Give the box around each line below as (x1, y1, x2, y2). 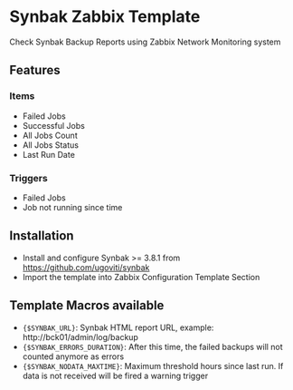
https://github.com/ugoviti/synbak (22, 261, 150, 273)
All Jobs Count (22, 130, 79, 141)
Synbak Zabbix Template (9, 6, 201, 27)
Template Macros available (9, 297, 165, 314)
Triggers (9, 171, 48, 184)
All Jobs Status (22, 139, 80, 151)
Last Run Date (22, 149, 75, 160)
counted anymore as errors (22, 351, 125, 362)
